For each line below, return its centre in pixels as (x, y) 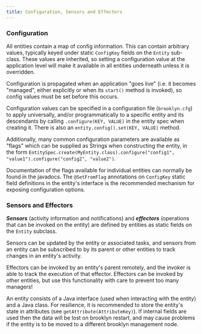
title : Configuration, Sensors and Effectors (64, 12)
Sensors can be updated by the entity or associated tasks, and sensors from (101, 243)
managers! (20, 287)
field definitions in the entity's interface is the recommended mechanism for (100, 183)
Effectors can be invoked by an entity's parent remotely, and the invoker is (99, 267)
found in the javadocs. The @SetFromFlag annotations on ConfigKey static (96, 177)
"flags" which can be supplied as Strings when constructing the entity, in (97, 145)
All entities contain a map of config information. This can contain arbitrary (98, 46)
